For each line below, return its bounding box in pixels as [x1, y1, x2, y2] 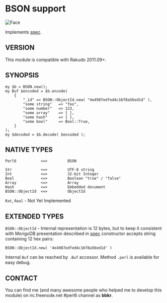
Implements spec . [5, 29, 42, 35]
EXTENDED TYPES [5, 212, 64, 221]
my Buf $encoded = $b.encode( [5, 88, 68, 93]
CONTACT [5, 274, 38, 282]
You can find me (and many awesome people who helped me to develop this [5, 287, 162, 293]
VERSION [5, 43, 35, 52]
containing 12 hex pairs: [5, 236, 54, 242]
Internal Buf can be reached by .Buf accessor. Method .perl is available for [5, 254, 160, 260]
